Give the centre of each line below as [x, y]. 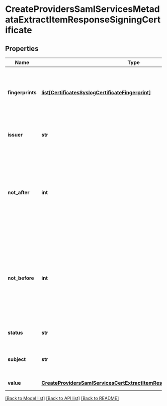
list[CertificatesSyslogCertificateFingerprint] [96, 93]
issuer [15, 135]
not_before [21, 278]
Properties [22, 48]
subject [17, 359]
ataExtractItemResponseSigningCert [83, 20]
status [15, 333]
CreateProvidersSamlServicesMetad [83, 9]
